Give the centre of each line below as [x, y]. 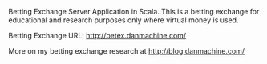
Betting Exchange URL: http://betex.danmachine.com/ [97, 36]
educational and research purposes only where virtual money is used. [123, 20]
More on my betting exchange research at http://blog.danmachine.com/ [127, 51]
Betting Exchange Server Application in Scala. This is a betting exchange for [134, 12]
